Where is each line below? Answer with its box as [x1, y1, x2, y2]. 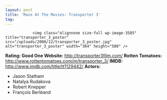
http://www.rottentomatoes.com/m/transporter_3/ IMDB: [5, 58, 123, 64]
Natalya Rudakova [12, 79, 51, 85]
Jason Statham [12, 73, 45, 79]
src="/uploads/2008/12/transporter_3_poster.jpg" [5, 39, 112, 44]
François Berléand [12, 89, 51, 95]
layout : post [5, 7, 33, 13]
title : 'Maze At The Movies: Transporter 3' [5, 12, 101, 17]
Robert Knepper [12, 84, 47, 90]
